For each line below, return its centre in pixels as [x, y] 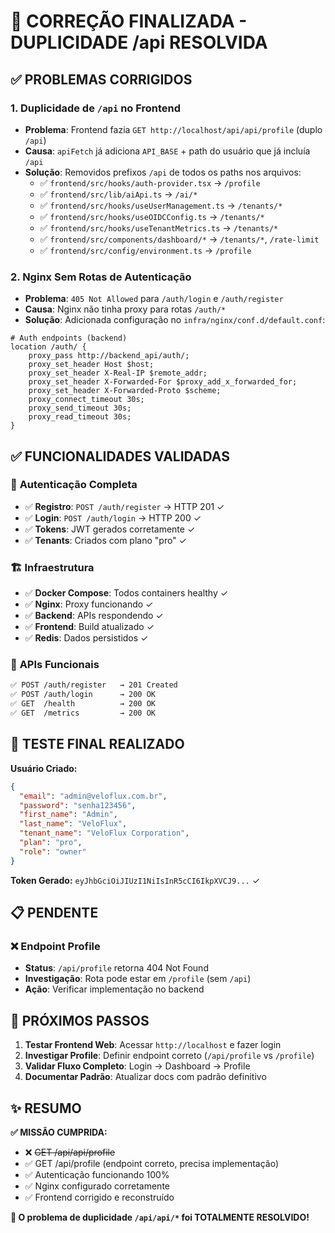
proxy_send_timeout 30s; [80, 408]
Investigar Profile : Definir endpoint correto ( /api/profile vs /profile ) [169, 1056]
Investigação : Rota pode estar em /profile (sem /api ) [138, 979]
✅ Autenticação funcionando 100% [97, 1174]
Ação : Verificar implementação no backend [114, 989]
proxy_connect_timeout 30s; [86, 400]
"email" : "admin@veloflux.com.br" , [93, 796]
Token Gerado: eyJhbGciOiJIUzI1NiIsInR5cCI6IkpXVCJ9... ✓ [135, 880]
